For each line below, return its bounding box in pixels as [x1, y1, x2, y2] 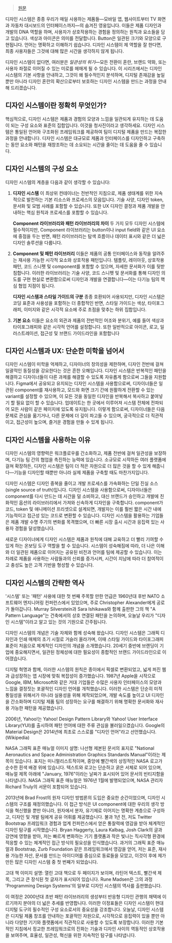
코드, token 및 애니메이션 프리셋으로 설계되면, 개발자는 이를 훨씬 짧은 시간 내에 [5, 506, 162, 512]
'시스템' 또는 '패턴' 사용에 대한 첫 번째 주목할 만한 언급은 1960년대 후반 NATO [5, 593, 160, 600]
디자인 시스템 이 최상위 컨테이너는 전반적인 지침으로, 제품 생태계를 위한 [12, 190, 154, 196]
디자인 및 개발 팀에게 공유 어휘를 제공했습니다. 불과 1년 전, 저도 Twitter [12, 814, 153, 820]
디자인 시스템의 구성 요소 [5, 165, 78, 173]
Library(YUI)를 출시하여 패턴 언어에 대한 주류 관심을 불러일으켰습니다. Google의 [5, 722, 165, 729]
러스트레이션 [12, 330, 38, 336]
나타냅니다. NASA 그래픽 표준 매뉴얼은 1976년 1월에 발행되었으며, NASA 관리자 [5, 777, 163, 784]
